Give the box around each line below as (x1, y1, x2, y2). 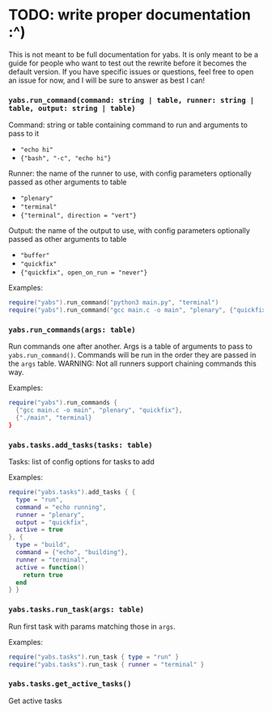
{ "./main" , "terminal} (15, 414, 92, 422)
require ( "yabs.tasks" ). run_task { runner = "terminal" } (8, 660, 205, 668)
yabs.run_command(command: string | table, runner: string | (8, 95, 255, 104)
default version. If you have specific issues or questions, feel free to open (8, 66, 254, 76)
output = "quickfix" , (15, 518, 89, 527)
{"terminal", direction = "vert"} (19, 212, 137, 220)
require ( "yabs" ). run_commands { (8, 399, 117, 407)
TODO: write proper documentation (8, 6, 251, 24)
